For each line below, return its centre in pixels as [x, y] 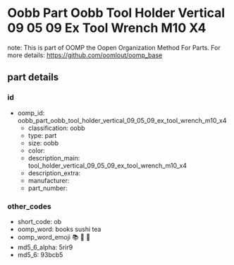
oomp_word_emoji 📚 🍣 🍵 [54, 237]
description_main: [54, 158]
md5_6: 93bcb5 [40, 254]
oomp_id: [31, 113]
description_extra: [54, 173]
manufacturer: [49, 180]
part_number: [48, 188]
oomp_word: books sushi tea [59, 229]
